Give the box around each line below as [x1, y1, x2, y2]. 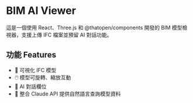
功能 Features [6, 50, 57, 60]
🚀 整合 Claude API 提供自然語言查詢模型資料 [14, 90, 121, 97]
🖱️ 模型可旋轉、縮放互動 [14, 74, 71, 81]
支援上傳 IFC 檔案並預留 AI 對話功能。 [21, 31, 112, 38]
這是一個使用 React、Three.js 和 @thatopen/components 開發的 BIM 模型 [6, 24, 182, 31]
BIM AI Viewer [6, 4, 76, 17]
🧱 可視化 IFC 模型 [14, 66, 57, 73]
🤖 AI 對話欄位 [14, 83, 47, 90]
